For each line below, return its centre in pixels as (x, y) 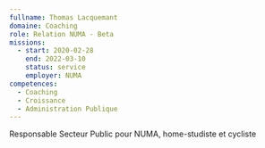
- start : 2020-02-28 (56, 51)
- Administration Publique (68, 109)
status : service (56, 68)
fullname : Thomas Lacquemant (64, 17)
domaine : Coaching (43, 26)
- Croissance (42, 100)
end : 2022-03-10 (56, 59)
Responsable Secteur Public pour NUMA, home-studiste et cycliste (133, 134)
